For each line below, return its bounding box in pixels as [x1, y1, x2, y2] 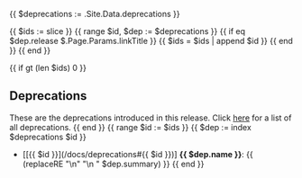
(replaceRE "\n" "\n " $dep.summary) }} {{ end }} [22, 158, 205, 169]
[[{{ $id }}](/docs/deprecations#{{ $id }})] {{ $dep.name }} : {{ [22, 148, 254, 159]
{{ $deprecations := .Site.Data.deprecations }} [9, 9, 180, 19]
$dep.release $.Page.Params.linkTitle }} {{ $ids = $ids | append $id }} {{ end [9, 36, 293, 46]
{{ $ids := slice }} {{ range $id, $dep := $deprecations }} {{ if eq [9, 26, 246, 36]
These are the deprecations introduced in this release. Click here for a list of [9, 112, 292, 123]
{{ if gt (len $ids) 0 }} [9, 63, 87, 73]
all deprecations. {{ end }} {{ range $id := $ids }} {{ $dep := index [9, 121, 252, 132]
